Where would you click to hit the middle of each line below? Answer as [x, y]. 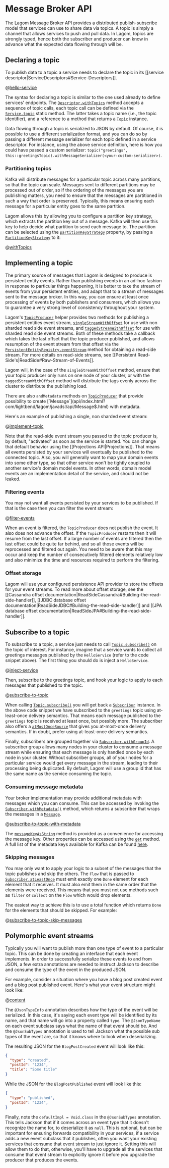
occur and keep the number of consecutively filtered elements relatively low [84, 555]
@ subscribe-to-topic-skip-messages [44, 920]
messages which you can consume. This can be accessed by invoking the [82, 803]
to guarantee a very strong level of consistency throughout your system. [80, 307]
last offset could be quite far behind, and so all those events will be [75, 544]
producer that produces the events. [42, 1160]
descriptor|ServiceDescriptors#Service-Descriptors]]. [61, 78]
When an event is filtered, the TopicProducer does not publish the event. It [82, 528]
